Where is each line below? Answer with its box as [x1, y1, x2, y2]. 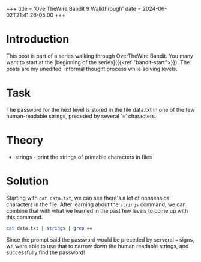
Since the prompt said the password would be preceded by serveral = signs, [6, 236, 194, 243]
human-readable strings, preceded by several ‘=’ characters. [6, 112, 157, 120]
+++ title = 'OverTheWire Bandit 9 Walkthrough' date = [6, 5, 142, 12]
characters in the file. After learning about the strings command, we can [6, 201, 186, 208]
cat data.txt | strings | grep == [6, 225, 93, 231]
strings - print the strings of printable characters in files [14, 153, 152, 160]
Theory [6, 133, 44, 147]
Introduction [6, 32, 70, 46]
